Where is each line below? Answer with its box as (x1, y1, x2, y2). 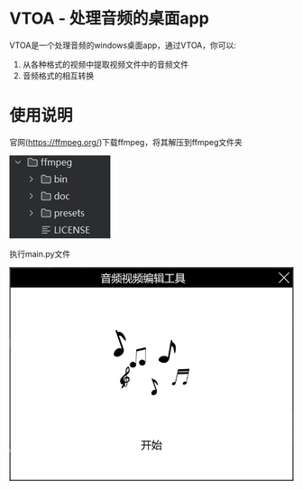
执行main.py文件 (9, 248, 70, 259)
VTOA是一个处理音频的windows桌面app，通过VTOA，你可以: (9, 40, 237, 51)
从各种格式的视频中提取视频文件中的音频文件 (22, 59, 189, 69)
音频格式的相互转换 (22, 69, 95, 81)
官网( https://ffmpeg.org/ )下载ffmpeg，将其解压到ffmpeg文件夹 (9, 136, 243, 147)
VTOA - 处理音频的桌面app (9, 8, 209, 29)
